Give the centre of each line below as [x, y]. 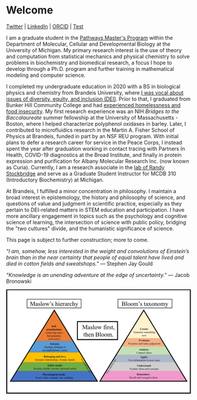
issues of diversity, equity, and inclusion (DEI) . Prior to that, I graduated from [98, 99]
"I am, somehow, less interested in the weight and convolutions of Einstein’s [98, 251]
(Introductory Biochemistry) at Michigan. [55, 180]
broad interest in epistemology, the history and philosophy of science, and [96, 197]
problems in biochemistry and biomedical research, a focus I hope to [89, 63]
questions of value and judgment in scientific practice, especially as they [94, 203]
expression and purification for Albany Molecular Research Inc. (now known [98, 161]
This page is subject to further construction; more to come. [77, 240]
